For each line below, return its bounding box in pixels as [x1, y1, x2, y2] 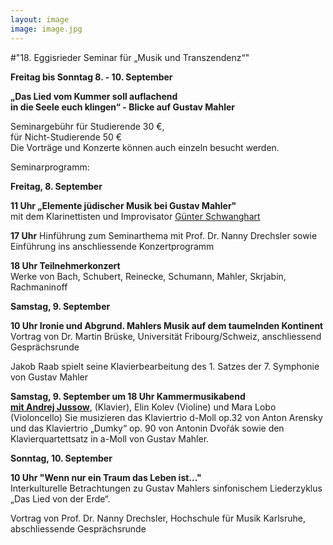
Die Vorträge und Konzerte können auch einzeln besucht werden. [10, 141, 280, 153]
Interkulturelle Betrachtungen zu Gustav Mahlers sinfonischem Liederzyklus [10, 482, 323, 494]
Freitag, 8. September [10, 180, 103, 192]
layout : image [10, 14, 70, 25]
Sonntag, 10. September [10, 452, 113, 464]
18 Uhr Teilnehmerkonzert [10, 259, 121, 271]
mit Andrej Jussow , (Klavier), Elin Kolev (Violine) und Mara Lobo [10, 401, 277, 413]
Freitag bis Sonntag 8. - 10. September [10, 71, 173, 83]
